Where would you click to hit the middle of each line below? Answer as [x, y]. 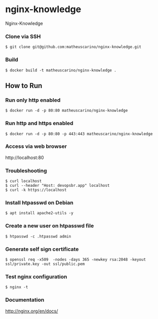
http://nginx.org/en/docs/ [32, 311]
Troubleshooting [26, 171]
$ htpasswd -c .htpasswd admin [38, 236]
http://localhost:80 [25, 157]
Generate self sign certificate [42, 249]
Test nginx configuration [36, 276]
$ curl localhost [24, 181]
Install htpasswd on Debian [39, 203]
